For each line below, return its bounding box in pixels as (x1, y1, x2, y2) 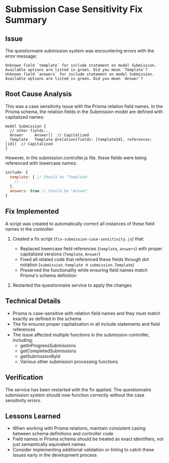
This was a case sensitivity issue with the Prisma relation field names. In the (5, 103, 163, 109)
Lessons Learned (5, 411, 61, 420)
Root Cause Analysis (5, 90, 72, 98)
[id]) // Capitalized (5, 141, 53, 146)
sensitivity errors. (5, 397, 42, 403)
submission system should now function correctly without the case (5, 392, 145, 398)
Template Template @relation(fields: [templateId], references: (10, 137, 152, 142)
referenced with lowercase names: (5, 160, 77, 166)
